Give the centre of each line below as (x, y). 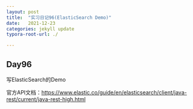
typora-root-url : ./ (32, 35)
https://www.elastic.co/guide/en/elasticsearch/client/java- (114, 92)
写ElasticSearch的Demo (36, 79)
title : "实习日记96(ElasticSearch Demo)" (59, 18)
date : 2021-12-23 (31, 23)
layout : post (23, 12)
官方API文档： (24, 92)
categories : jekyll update (40, 29)
